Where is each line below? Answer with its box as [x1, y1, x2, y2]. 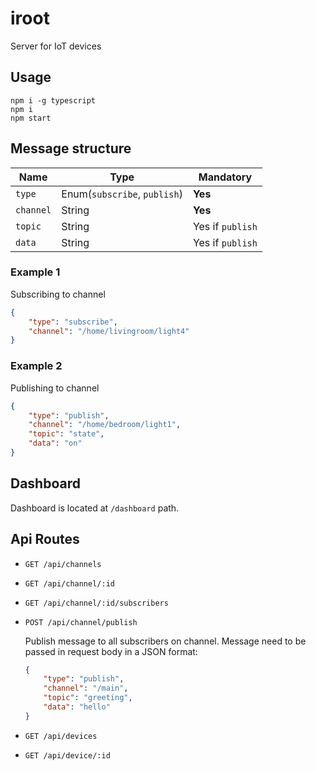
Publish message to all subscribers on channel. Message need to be [24, 635, 307, 647]
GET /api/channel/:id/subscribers [24, 598, 169, 608]
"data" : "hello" [43, 702, 111, 712]
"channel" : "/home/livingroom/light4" [28, 326, 190, 336]
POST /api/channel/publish [24, 617, 138, 627]
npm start [10, 113, 52, 123]
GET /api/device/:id [24, 750, 111, 761]
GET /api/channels [24, 559, 102, 569]
